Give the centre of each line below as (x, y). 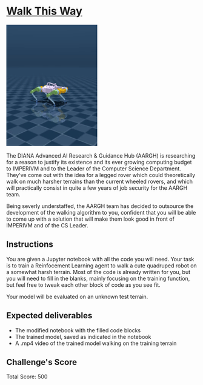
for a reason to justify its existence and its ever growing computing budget (99, 162)
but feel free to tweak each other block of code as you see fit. (83, 285)
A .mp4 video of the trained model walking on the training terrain (96, 343)
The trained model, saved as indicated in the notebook (83, 336)
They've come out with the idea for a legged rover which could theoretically (101, 175)
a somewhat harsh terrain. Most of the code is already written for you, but (98, 272)
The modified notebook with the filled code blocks (78, 330)
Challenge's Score (42, 362)
